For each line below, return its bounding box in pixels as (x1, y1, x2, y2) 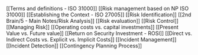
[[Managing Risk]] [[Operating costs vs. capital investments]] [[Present (6, 23, 178, 30)
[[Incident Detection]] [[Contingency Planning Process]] (6, 42, 142, 49)
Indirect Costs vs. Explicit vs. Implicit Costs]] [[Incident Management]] (6, 36, 177, 43)
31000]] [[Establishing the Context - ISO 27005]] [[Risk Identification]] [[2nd (6, 11, 191, 18)
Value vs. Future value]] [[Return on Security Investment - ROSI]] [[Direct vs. (6, 30, 193, 37)
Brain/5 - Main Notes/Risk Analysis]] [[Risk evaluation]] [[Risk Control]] (6, 18, 179, 24)
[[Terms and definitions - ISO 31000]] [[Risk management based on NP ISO (6, 5, 189, 12)
